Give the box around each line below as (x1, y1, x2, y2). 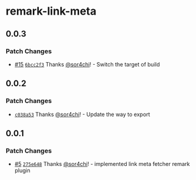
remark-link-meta (5, 4, 97, 18)
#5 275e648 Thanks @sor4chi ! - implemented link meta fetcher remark (14, 160, 190, 168)
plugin (14, 167, 31, 175)
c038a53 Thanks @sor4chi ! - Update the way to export (14, 110, 150, 118)
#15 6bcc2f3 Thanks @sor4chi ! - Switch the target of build (14, 60, 160, 68)
